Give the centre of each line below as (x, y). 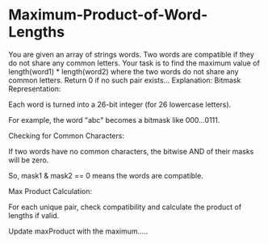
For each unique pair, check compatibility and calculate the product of (125, 207)
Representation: (35, 88)
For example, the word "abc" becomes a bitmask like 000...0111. (114, 120)
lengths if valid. (34, 215)
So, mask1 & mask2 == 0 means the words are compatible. (106, 175)
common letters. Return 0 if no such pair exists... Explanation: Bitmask (125, 80)
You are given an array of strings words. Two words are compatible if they (131, 54)
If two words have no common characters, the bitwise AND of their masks (131, 151)
